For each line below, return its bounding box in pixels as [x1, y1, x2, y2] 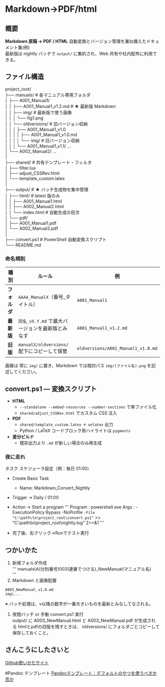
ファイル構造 [5, 72, 44, 81]
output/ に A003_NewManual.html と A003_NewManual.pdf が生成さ [12, 617, 152, 623]
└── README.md [5, 242, 41, 248]
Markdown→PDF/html [5, 3, 97, 15]
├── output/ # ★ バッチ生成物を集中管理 [5, 186, 88, 192]
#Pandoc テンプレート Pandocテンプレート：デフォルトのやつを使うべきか [5, 670, 157, 676]
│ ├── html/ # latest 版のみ [5, 192, 60, 198]
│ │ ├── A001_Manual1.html [5, 198, 62, 204]
